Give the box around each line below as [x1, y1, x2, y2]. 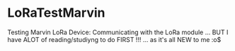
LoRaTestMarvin [7, 5, 105, 21]
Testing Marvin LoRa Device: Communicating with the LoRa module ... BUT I [7, 28, 229, 36]
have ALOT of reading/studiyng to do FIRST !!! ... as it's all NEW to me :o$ [7, 35, 222, 43]
